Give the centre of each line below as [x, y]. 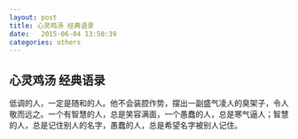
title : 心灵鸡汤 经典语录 [52, 26]
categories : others [45, 42]
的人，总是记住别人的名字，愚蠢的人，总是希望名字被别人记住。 [125, 126]
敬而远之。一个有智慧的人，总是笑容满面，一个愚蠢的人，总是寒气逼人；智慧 [149, 114]
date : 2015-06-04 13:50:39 [63, 34]
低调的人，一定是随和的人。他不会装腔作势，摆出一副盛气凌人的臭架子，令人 [149, 104]
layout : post [33, 17]
